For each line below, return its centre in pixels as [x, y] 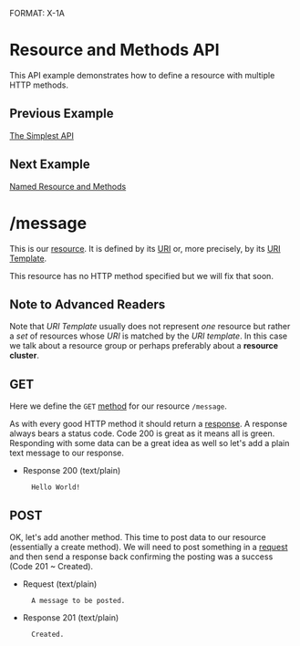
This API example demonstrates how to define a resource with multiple [142, 75]
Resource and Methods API [115, 50]
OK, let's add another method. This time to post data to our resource [138, 537]
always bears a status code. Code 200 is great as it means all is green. [142, 433]
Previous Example [62, 114]
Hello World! [56, 487]
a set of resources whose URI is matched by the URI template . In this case [149, 336]
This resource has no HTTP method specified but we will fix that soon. [141, 276]
